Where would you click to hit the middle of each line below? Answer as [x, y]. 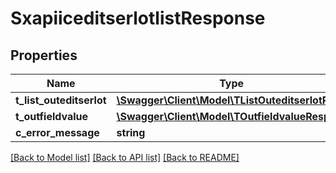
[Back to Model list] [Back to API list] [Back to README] [125, 157]
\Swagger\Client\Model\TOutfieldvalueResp [223, 116]
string [131, 132]
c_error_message [57, 132]
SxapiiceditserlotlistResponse [138, 18]
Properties [44, 55]
